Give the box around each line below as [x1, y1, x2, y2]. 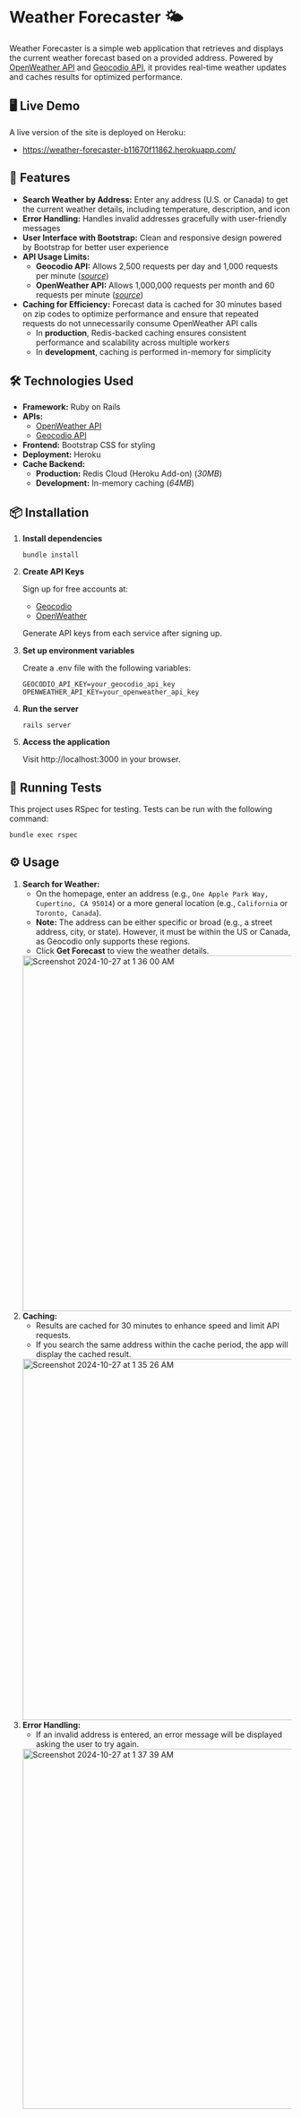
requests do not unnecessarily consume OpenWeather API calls [21, 317, 258, 328]
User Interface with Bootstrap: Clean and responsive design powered [21, 232, 282, 243]
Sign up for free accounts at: [21, 584, 128, 594]
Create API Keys [21, 566, 85, 577]
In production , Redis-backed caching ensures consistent [35, 327, 247, 338]
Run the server [21, 704, 79, 714]
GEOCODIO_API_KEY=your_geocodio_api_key [21, 680, 176, 689]
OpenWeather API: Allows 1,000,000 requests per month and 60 [35, 280, 275, 290]
